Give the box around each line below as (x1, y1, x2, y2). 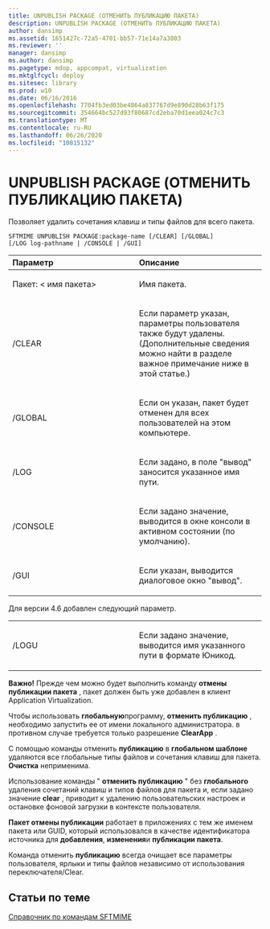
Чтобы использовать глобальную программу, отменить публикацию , (8, 711, 252, 721)
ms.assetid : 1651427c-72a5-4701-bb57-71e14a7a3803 (8, 34, 182, 43)
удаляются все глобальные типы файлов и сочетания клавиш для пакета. (8, 752, 261, 762)
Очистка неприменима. (8, 761, 91, 771)
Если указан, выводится (139, 565, 234, 576)
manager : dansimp (8, 49, 67, 57)
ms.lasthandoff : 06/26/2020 (8, 131, 103, 139)
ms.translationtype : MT (8, 117, 88, 125)
